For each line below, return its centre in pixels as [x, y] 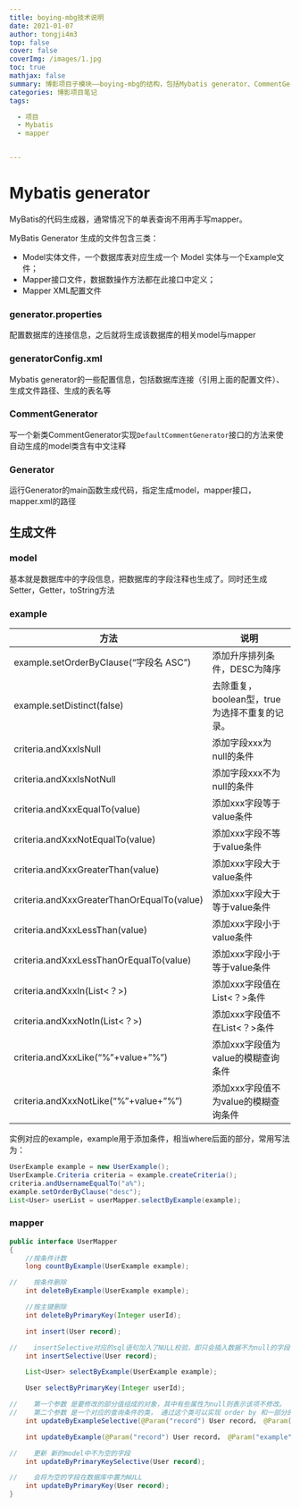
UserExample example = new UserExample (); [89, 1167]
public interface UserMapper [63, 1242]
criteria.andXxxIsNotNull [65, 779]
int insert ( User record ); [74, 1331]
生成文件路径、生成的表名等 [60, 391]
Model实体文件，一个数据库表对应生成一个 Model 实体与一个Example [149, 257]
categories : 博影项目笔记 [54, 92]
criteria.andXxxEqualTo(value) [77, 810]
